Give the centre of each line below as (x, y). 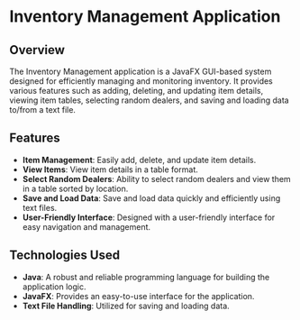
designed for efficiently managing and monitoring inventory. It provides (141, 81)
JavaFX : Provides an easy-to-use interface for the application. (138, 296)
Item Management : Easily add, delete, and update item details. (139, 160)
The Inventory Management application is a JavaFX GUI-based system (141, 71)
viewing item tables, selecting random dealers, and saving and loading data (150, 100)
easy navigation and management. (86, 226)
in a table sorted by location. (75, 188)
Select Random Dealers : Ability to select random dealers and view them (156, 178)
